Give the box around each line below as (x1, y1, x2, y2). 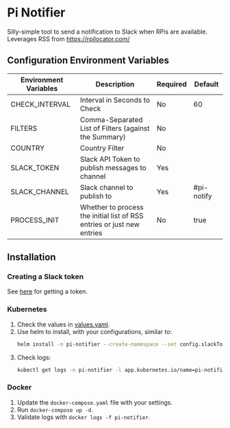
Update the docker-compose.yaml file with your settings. (16, 398, 173, 406)
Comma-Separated (79, 115, 143, 124)
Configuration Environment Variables (7, 55, 170, 67)
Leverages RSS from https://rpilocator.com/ (7, 34, 130, 43)
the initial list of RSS (79, 211, 144, 220)
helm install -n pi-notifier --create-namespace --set (16, 341, 177, 348)
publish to (79, 191, 112, 200)
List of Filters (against (79, 123, 150, 133)
